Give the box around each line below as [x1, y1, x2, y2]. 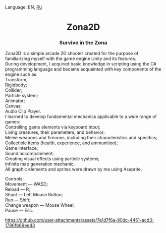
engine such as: [5, 71, 38, 77]
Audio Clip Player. [5, 109, 41, 115]
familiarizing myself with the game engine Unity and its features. [5, 56, 136, 61]
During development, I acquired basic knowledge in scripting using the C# [5, 61, 157, 67]
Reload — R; [5, 186, 31, 192]
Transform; [5, 77, 28, 83]
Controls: [5, 176, 24, 182]
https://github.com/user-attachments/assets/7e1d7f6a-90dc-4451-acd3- [5, 217, 155, 223]
